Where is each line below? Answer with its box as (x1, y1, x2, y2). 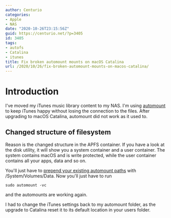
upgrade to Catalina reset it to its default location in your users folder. (5, 206, 151, 213)
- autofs (5, 45, 24, 50)
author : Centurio (5, 7, 42, 13)
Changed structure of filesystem (5, 128, 111, 137)
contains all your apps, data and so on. (5, 158, 87, 164)
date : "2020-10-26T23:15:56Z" (5, 26, 70, 31)
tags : (5, 41, 17, 46)
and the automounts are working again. (5, 191, 88, 198)
